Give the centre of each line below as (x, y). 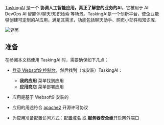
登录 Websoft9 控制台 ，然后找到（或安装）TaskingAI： (67, 70)
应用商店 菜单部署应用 (42, 86)
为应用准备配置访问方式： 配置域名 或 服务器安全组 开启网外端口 (76, 118)
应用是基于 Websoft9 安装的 (40, 97)
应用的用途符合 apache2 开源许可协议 (50, 107)
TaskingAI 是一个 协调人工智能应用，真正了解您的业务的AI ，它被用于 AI (77, 8)
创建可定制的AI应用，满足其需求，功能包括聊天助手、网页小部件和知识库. (83, 20)
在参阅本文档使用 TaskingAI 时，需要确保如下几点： (57, 60)
